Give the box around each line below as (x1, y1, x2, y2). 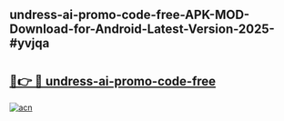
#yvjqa (9, 35, 50, 51)
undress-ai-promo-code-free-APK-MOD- (9, 7, 250, 23)
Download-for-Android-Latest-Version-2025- (9, 22, 275, 37)
